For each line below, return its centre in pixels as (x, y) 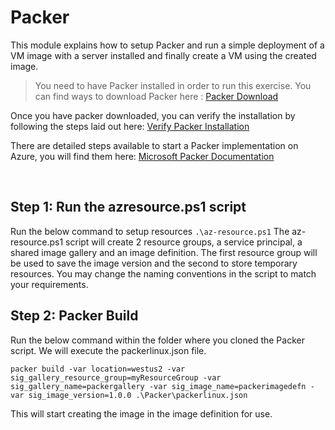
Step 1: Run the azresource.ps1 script (128, 207)
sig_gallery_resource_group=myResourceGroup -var (116, 377)
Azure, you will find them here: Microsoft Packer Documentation (142, 156)
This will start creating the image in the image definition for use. (141, 413)
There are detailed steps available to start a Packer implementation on (154, 145)
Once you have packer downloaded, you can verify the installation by (153, 115)
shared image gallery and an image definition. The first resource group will (164, 252)
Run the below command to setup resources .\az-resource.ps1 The (150, 231)
